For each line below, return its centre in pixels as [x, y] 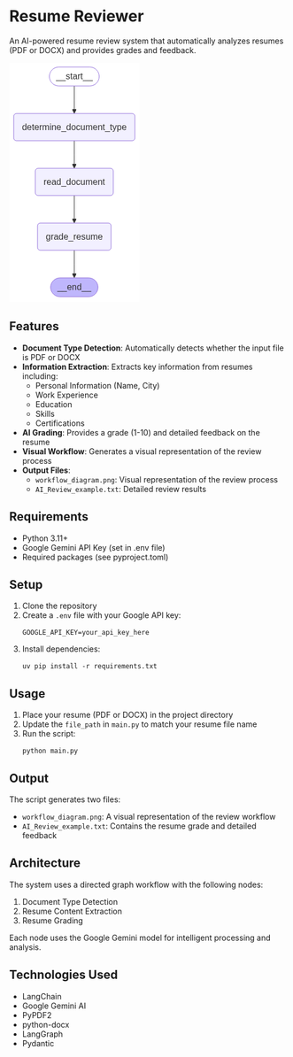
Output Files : [46, 470]
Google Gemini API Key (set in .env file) [93, 547]
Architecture [45, 864]
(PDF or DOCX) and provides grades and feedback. [103, 50]
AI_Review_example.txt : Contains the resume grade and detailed [139, 826]
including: [40, 376]
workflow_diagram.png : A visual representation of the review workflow [149, 817]
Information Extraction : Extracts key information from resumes [137, 366]
